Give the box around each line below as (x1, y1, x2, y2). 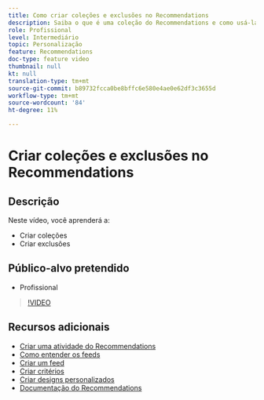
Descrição (8, 195, 60, 208)
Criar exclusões (19, 239, 71, 248)
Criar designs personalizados (19, 374, 115, 384)
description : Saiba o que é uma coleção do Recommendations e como (8, 19, 234, 27)
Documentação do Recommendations (19, 383, 142, 392)
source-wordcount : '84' (8, 99, 86, 107)
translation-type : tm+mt (8, 77, 90, 85)
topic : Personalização (8, 41, 82, 49)
